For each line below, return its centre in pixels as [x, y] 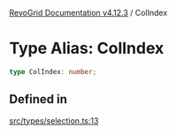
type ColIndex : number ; [53, 71]
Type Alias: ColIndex [87, 49]
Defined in [38, 99]
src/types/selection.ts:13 [54, 120]
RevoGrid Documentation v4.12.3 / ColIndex [88, 13]
